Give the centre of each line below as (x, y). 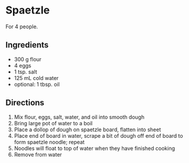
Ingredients (27, 45)
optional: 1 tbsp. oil (37, 84)
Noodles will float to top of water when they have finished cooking (94, 148)
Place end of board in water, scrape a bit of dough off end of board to (98, 135)
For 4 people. (22, 26)
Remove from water (38, 154)
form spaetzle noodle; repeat (49, 142)
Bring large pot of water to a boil (53, 123)
